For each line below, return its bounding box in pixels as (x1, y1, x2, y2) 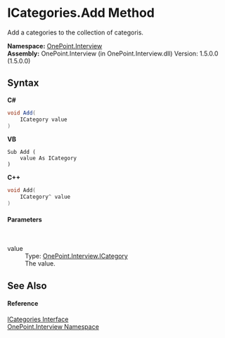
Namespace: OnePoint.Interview (7, 41, 103, 50)
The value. (25, 259, 56, 268)
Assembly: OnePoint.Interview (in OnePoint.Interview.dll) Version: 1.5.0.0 (7, 49, 219, 58)
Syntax (7, 77, 39, 89)
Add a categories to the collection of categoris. (7, 28, 144, 37)
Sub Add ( (7, 149, 37, 156)
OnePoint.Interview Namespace (7, 322, 100, 331)
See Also (7, 280, 47, 292)
